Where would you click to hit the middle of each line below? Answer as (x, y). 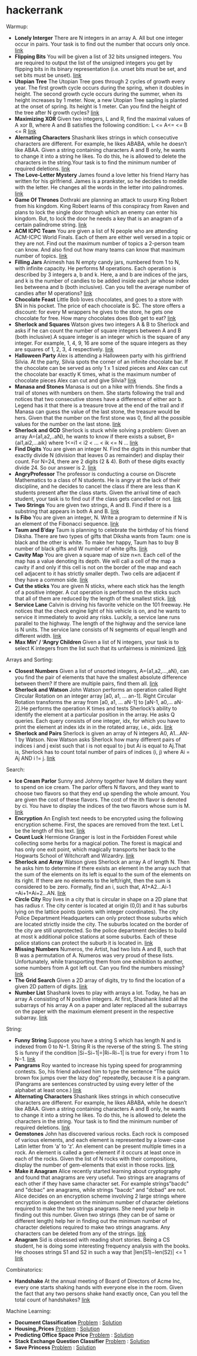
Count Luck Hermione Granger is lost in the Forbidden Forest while (96, 837)
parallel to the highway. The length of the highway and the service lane (100, 623)
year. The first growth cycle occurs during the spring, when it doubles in (102, 87)
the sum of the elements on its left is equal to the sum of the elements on (103, 874)
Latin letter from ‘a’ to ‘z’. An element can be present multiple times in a (100, 1146)
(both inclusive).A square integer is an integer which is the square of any (102, 337)
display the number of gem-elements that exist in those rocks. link (94, 1165)
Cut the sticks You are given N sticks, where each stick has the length (99, 586)
